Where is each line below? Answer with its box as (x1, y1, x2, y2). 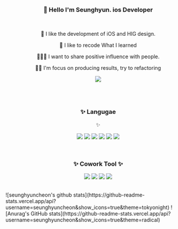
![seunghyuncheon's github (5, 191, 72, 198)
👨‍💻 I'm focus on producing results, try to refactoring (35, 65, 162, 72)
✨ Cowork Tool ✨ (73, 160, 123, 168)
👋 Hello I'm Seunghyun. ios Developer (43, 5, 153, 14)
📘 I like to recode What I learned (59, 42, 137, 49)
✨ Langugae (80, 108, 116, 116)
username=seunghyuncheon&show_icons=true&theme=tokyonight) (5, 204, 170, 211)
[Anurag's (5, 210, 30, 217)
